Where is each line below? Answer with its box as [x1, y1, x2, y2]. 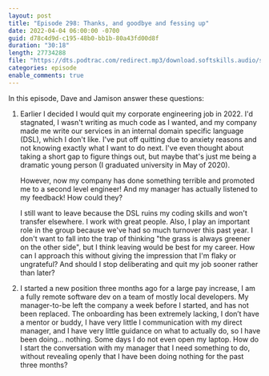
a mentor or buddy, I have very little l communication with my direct [19, 317, 243, 327]
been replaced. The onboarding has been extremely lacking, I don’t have [19, 309, 260, 318]
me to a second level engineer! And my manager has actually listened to [19, 184, 258, 193]
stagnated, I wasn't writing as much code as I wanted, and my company [19, 117, 258, 127]
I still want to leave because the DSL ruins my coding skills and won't [19, 208, 248, 217]
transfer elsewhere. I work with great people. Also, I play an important [19, 216, 251, 226]
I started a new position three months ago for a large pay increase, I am [19, 283, 256, 293]
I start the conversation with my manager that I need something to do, [19, 342, 251, 353]
